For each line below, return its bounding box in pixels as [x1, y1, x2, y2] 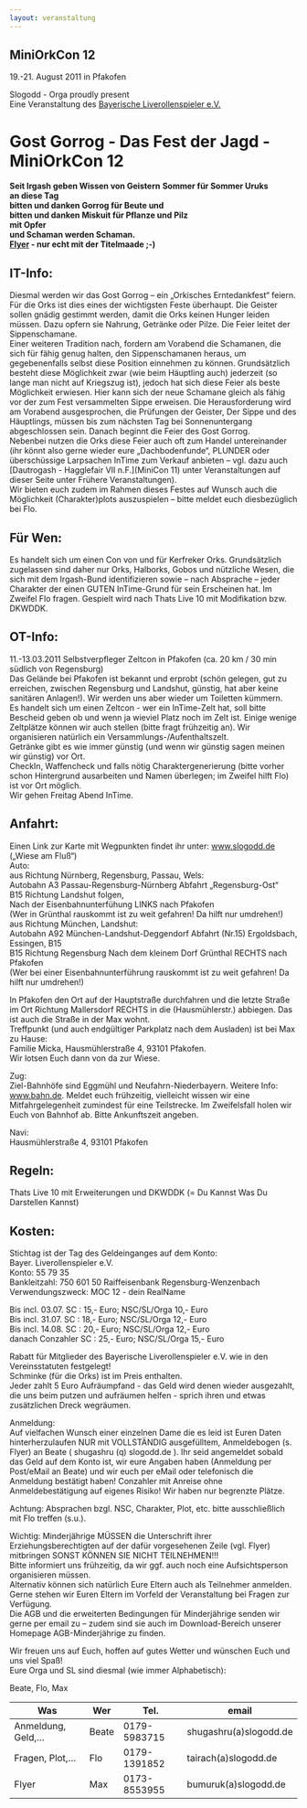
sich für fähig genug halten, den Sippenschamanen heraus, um [9, 348, 247, 359]
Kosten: [9, 1223, 55, 1239]
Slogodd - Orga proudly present [9, 89, 130, 101]
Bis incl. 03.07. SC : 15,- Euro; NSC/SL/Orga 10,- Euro [9, 1304, 208, 1315]
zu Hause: [9, 1032, 48, 1043]
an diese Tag [9, 190, 59, 201]
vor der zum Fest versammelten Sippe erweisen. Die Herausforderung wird [9, 397, 291, 408]
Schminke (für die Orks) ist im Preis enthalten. [9, 1371, 183, 1382]
